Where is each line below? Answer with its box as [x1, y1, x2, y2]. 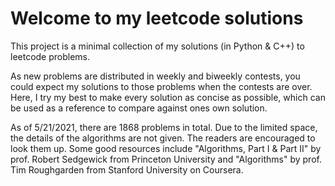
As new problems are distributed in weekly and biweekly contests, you [10, 70, 301, 82]
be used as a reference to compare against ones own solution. [10, 102, 268, 114]
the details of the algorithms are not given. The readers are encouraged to [10, 132, 316, 144]
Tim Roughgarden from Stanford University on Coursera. [10, 163, 244, 176]
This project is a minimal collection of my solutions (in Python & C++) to [10, 40, 305, 52]
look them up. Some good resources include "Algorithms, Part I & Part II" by [10, 142, 322, 154]
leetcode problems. [10, 50, 91, 62]
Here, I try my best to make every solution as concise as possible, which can [10, 91, 326, 103]
